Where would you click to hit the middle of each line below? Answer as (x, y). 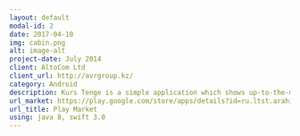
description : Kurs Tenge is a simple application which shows (127, 92)
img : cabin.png (37, 42)
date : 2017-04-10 (42, 34)
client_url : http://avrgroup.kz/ (71, 76)
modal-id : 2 (31, 26)
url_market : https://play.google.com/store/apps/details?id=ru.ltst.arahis (153, 101)
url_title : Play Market (54, 109)
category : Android (43, 84)
